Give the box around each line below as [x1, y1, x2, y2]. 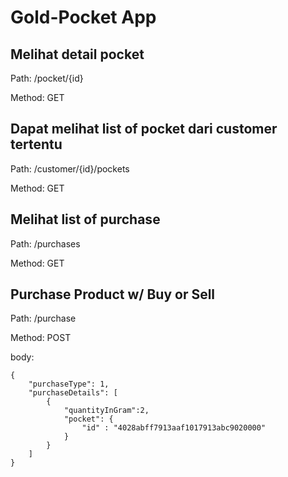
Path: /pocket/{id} [10, 72, 84, 84]
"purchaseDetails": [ [28, 388, 118, 398]
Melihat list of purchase [10, 211, 161, 228]
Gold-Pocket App [10, 6, 157, 29]
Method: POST [10, 332, 72, 344]
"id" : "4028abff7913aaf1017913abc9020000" [81, 423, 267, 433]
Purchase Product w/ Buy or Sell [10, 286, 216, 303]
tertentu [10, 136, 63, 153]
